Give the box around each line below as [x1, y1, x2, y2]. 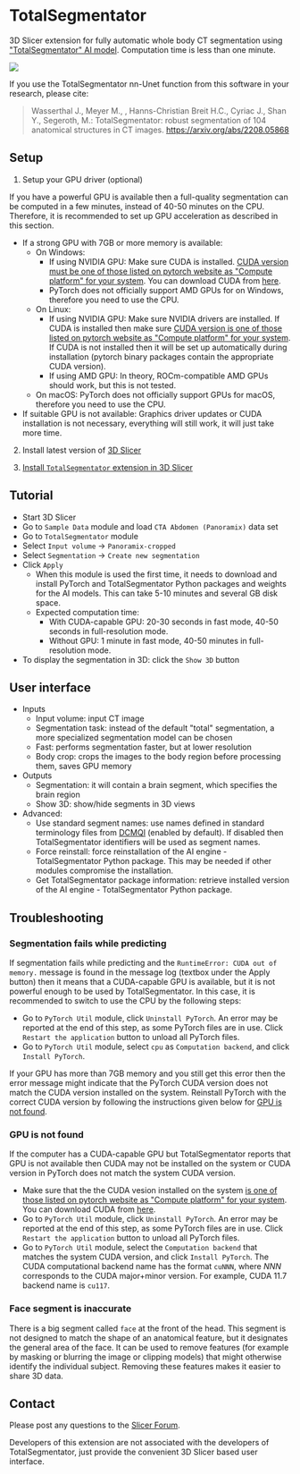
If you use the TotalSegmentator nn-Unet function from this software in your [9, 78, 289, 89]
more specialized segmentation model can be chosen [35, 733, 233, 743]
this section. [9, 220, 54, 231]
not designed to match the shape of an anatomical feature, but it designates [9, 1332, 288, 1343]
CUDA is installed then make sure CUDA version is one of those [48, 323, 283, 334]
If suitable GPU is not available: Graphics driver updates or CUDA [21, 408, 262, 419]
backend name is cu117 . [21, 1280, 110, 1291]
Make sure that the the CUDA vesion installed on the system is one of [21, 1185, 278, 1196]
